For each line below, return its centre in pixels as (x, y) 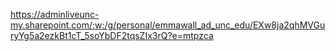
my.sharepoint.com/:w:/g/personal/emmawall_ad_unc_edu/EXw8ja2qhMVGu (168, 25)
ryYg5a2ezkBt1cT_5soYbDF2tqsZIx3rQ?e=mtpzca (112, 35)
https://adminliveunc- (55, 14)
